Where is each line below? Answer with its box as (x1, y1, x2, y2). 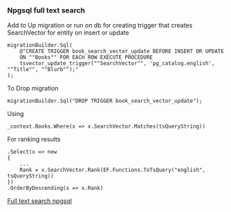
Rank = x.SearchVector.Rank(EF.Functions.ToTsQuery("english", (19, 166, 206, 174)
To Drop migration (7, 84, 59, 93)
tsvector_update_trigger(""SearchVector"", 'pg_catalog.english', (19, 60, 215, 67)
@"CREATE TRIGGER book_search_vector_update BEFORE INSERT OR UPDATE (19, 48, 225, 55)
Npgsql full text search (7, 6, 85, 15)
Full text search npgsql (7, 197, 73, 205)
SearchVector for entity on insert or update (7, 28, 129, 37)
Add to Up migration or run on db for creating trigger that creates (7, 21, 193, 30)
